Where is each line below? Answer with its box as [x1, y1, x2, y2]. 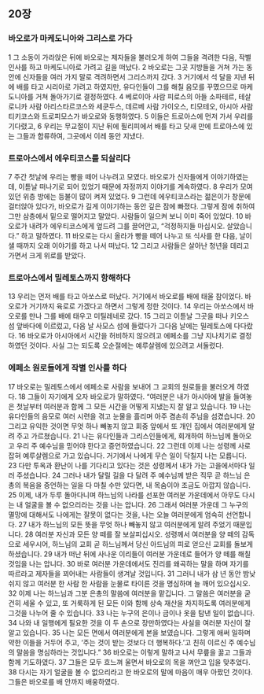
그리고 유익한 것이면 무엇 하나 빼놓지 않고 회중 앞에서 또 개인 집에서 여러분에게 [8, 421, 247, 430]
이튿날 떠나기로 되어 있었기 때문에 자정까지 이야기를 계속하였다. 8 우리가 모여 [18, 182, 253, 191]
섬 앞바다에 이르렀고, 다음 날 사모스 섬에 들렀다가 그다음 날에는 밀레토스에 [8, 321, 233, 330]
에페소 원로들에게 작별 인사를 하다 [8, 363, 127, 374]
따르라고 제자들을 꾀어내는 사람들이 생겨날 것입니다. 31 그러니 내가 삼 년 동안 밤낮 [8, 569, 256, 578]
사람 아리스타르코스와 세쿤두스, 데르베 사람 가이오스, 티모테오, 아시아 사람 [28, 102, 254, 111]
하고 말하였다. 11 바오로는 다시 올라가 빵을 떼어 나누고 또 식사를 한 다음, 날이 [20, 231, 253, 240]
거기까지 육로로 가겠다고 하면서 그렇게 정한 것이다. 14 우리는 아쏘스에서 [28, 301, 246, 311]
